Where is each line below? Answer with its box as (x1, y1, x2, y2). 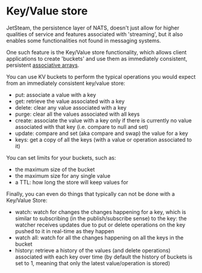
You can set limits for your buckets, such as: (6, 154, 116, 161)
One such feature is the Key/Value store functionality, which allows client (6, 48, 187, 55)
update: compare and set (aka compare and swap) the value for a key (14, 130, 189, 137)
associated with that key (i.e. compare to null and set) (14, 123, 149, 130)
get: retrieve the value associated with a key (14, 98, 125, 105)
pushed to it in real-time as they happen (14, 227, 115, 234)
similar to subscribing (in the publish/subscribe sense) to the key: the (14, 215, 187, 222)
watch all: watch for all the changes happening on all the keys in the (14, 234, 184, 241)
